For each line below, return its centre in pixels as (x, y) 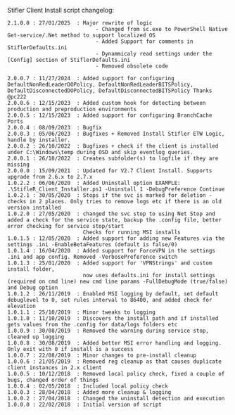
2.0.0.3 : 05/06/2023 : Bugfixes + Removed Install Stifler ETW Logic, (116, 134)
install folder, (31, 269)
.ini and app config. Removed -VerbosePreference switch (93, 257)
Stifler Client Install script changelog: (61, 10)
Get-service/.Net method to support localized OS (82, 35)
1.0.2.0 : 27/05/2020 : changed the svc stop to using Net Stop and (112, 214)
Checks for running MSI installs (132, 232)
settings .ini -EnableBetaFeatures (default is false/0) (93, 245)
